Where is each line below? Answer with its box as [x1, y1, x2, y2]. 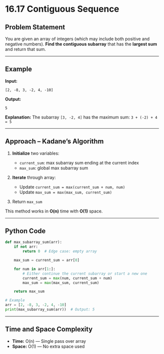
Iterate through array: [12, 174, 56, 180]
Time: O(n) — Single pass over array [12, 338, 86, 344]
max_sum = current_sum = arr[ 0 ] [14, 258, 80, 263]
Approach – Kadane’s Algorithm [5, 137, 104, 145]
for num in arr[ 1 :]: [14, 266, 56, 271]
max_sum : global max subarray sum [19, 165, 89, 171]
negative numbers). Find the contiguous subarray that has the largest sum [5, 41, 157, 47]
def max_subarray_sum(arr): [5, 240, 62, 245]
